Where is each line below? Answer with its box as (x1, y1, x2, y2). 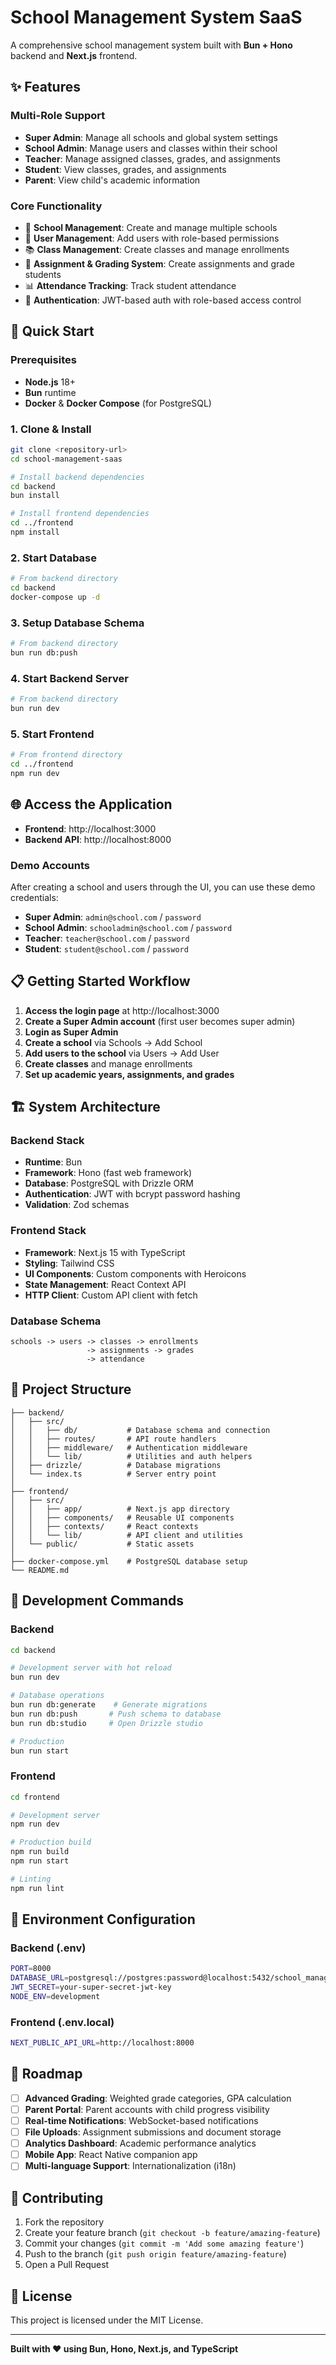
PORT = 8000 (10, 1964, 52, 1974)
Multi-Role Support (10, 109, 106, 123)
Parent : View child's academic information (24, 174, 201, 186)
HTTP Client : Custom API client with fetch (24, 1289, 198, 1301)
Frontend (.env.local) (10, 2015, 115, 2029)
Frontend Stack (10, 1224, 87, 1238)
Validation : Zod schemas (24, 1199, 130, 1211)
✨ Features (10, 79, 81, 96)
